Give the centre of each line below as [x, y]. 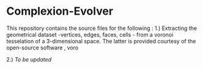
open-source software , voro [42, 48]
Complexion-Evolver [60, 11]
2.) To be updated [29, 59]
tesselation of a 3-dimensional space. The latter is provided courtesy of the [101, 41]
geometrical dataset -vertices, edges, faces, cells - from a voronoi [90, 34]
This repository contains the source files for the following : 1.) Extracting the [102, 28]
